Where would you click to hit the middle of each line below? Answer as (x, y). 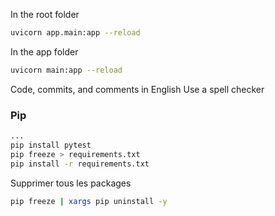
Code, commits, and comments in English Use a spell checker (137, 89)
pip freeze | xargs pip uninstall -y (89, 201)
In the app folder (44, 51)
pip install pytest (51, 145)
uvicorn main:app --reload (66, 70)
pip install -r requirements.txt (80, 164)
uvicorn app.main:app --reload (75, 33)
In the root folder (45, 14)
